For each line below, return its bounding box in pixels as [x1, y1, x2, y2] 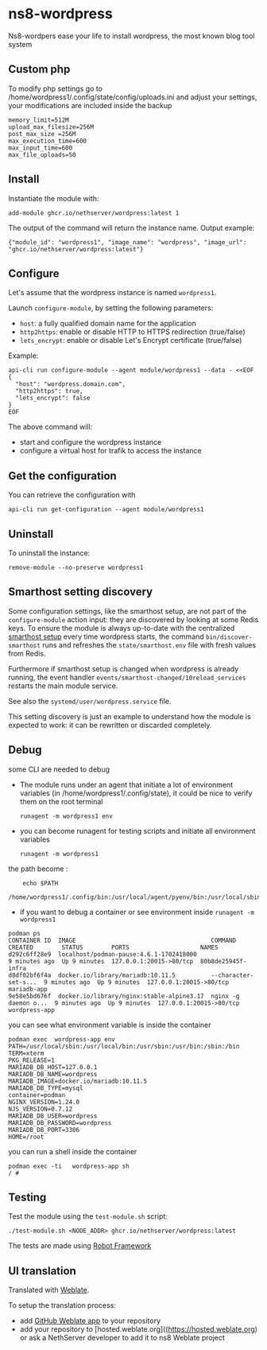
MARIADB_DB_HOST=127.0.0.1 [8, 1063, 98, 1071]
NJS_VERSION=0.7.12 [8, 1105, 73, 1113]
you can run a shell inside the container [8, 1146, 137, 1156]
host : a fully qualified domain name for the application [19, 319, 196, 329]
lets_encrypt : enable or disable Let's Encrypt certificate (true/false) [19, 336, 242, 345]
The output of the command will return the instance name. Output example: [8, 223, 255, 232]
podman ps [8, 929, 41, 937]
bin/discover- [205, 633, 253, 641]
